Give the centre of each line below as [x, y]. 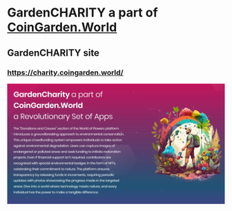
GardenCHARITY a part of [83, 13]
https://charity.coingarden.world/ [65, 72]
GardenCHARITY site [54, 53]
